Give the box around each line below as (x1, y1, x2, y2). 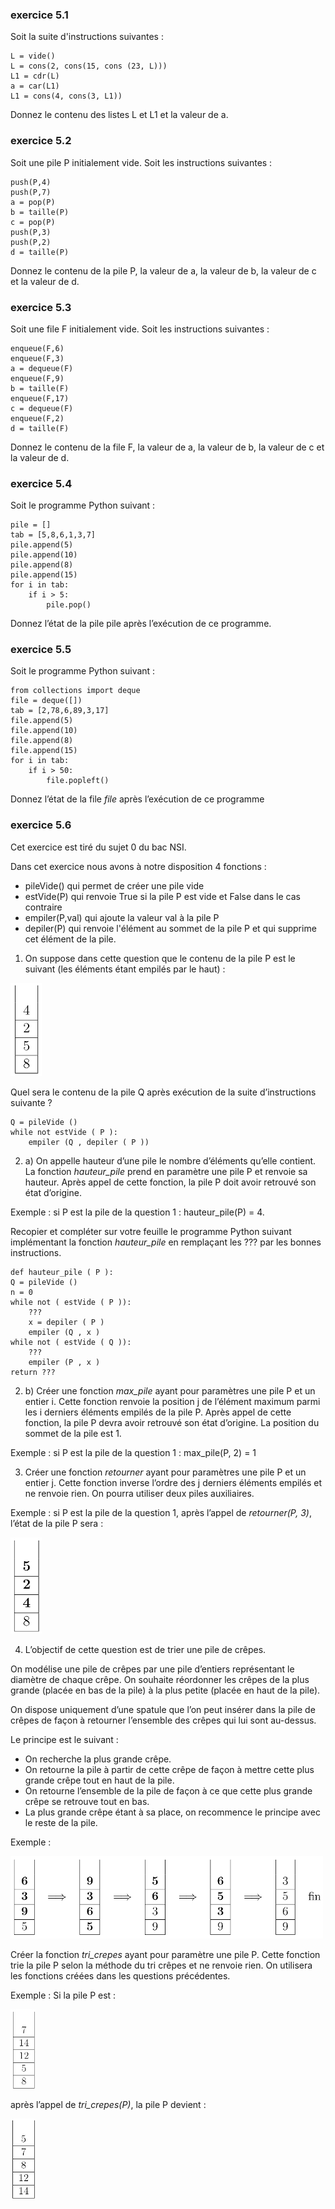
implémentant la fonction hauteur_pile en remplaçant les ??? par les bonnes (10, 1236, 322, 1248)
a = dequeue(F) (10, 363, 74, 373)
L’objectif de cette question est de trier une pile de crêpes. (24, 1643, 267, 1655)
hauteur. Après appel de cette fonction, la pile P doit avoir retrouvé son (24, 1176, 317, 1188)
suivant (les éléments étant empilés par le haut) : (24, 963, 226, 975)
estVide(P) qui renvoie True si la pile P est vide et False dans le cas (24, 890, 301, 902)
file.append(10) (10, 726, 78, 736)
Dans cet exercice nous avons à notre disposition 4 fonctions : (10, 860, 267, 872)
